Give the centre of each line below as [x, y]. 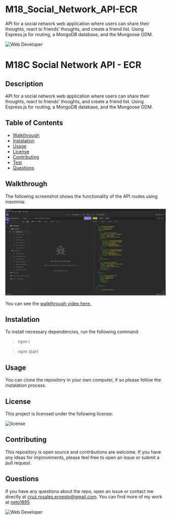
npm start [28, 351]
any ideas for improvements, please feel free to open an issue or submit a [82, 457]
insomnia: [16, 202]
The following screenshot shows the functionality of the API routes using [81, 196]
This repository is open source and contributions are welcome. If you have [83, 452]
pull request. [18, 463]
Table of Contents [34, 123]
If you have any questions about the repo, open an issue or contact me [79, 491]
